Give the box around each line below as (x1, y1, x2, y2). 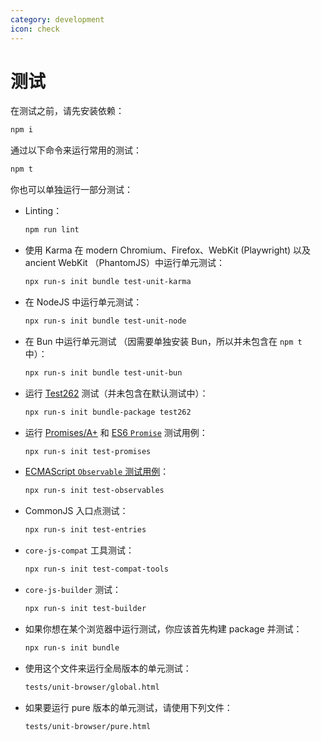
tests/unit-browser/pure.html (24, 721, 152, 731)
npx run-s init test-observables (24, 486, 165, 496)
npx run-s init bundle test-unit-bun (24, 367, 183, 378)
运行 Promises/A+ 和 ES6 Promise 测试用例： (24, 426, 208, 438)
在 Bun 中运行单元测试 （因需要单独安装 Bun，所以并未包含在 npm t (24, 335, 303, 347)
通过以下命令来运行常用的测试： (10, 144, 142, 156)
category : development (10, 14, 105, 25)
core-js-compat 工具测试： (24, 544, 135, 556)
